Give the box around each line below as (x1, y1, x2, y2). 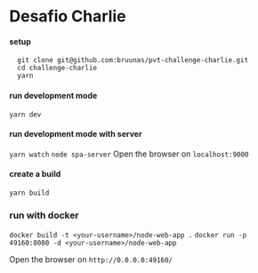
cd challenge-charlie (17, 64, 98, 73)
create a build (9, 169, 61, 180)
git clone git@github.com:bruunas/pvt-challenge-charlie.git (17, 56, 249, 65)
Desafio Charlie (9, 6, 126, 27)
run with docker (9, 209, 79, 221)
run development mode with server (9, 129, 142, 140)
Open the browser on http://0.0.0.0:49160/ (9, 254, 173, 265)
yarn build (9, 189, 50, 197)
